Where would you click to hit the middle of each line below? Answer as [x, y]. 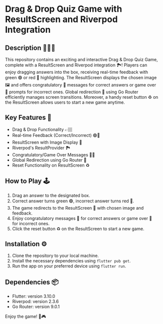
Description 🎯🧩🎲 [30, 48]
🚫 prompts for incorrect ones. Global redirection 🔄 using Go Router [72, 92]
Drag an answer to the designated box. [51, 195]
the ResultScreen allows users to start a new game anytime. [65, 102]
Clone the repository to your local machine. [55, 256]
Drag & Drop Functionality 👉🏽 [42, 129]
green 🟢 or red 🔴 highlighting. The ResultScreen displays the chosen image [81, 77]
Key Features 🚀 [28, 118]
